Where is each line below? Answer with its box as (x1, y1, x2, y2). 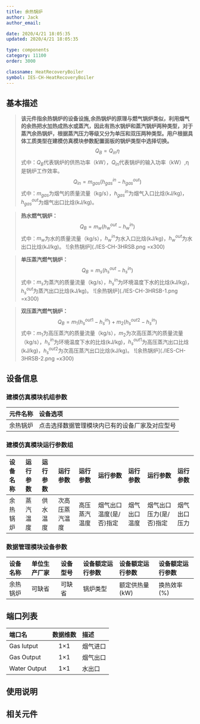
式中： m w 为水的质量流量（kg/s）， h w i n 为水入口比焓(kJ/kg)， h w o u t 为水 (20, 234, 193, 243)
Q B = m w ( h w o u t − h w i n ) (79, 222, 136, 231)
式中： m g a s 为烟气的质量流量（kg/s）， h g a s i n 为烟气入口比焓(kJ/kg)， (20, 189, 187, 198)
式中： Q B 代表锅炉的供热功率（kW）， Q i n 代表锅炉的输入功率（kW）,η (20, 159, 189, 167)
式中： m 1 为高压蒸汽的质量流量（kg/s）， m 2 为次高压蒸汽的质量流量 (20, 329, 183, 338)
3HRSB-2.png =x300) (20, 355, 74, 362)
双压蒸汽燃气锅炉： (20, 307, 68, 314)
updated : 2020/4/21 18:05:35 (6, 36, 79, 42)
